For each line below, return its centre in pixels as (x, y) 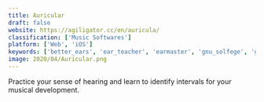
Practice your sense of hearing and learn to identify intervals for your (120, 81)
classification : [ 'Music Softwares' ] (70, 37)
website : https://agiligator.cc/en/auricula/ (84, 30)
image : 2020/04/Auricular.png (58, 60)
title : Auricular (37, 15)
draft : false (29, 23)
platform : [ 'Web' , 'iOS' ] (50, 45)
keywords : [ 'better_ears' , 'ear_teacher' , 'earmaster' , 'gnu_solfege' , (128, 52)
